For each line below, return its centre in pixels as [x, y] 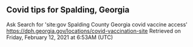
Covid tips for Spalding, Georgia [68, 10]
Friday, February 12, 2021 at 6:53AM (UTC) [60, 37]
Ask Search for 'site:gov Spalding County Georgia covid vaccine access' [97, 24]
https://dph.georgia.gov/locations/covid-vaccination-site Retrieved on [93, 31]
